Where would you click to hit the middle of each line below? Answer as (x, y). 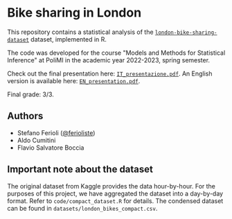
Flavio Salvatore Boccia (51, 148)
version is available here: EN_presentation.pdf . (74, 80)
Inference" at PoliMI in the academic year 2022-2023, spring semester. (108, 60)
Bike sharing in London (74, 13)
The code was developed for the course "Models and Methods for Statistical (116, 53)
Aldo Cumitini (36, 140)
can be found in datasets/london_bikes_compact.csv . (82, 208)
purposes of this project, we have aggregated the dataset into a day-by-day (115, 193)
